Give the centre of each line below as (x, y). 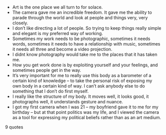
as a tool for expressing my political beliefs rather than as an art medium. (87, 117)
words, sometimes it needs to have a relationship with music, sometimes (86, 44)
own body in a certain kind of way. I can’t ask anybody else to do (79, 86)
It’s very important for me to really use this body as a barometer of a (82, 75)
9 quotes (14, 127)
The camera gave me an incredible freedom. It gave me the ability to (82, 12)
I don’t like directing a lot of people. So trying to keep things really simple (87, 28)
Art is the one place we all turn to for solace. (57, 7)
